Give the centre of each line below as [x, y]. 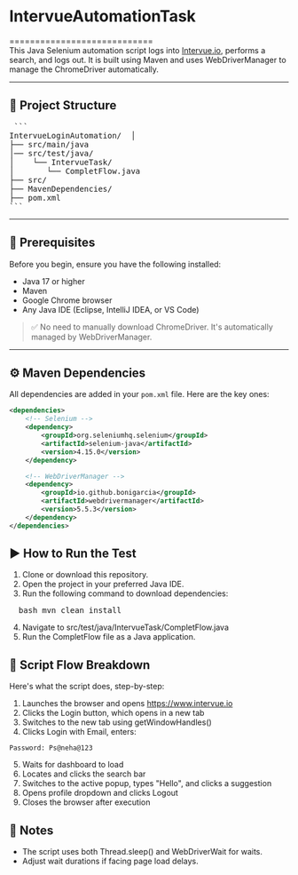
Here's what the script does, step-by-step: [87, 687]
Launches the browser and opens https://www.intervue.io [127, 704]
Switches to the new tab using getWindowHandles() [117, 722]
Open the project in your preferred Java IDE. [103, 585]
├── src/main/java [49, 144]
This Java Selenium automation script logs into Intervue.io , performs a [137, 50]
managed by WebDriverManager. [91, 337]
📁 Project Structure [63, 105]
